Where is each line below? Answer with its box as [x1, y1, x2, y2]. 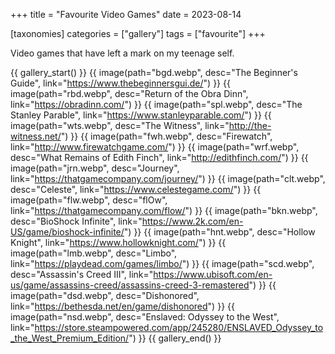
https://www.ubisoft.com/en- [153, 269, 273, 280]
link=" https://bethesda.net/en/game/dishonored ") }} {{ [10, 300, 235, 312]
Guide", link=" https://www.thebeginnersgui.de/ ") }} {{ [10, 77, 231, 89]
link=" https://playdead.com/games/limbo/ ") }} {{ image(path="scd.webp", [10, 258, 315, 269]
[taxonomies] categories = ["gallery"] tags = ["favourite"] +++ [10, 28, 266, 39]
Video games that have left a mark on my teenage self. [10, 47, 235, 59]
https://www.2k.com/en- [141, 215, 244, 227]
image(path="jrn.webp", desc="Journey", [10, 162, 180, 174]
